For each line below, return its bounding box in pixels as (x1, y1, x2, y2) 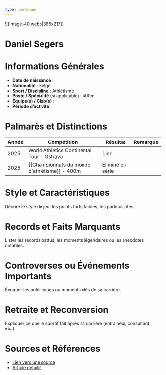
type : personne (5, 7, 37, 12)
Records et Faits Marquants (5, 221, 121, 232)
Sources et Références (5, 343, 101, 354)
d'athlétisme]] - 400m (28, 167, 81, 174)
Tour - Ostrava (28, 153, 63, 160)
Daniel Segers (5, 38, 64, 49)
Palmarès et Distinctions (5, 121, 108, 132)
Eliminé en (102, 161, 126, 168)
